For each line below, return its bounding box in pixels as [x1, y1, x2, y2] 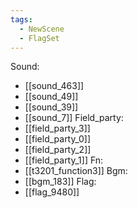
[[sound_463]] [24, 80, 85, 92]
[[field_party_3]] [24, 122, 91, 135]
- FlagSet [19, 33, 60, 43]
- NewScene [19, 24, 65, 34]
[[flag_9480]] [24, 186, 80, 198]
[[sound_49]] [24, 91, 79, 103]
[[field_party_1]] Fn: [24, 154, 104, 166]
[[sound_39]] [24, 101, 79, 113]
